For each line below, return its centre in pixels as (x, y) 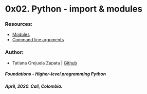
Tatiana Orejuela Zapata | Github (45, 63)
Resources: (19, 24)
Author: (14, 52)
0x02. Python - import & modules (74, 9)
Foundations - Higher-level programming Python (55, 74)
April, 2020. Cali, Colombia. (34, 86)
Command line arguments (38, 40)
